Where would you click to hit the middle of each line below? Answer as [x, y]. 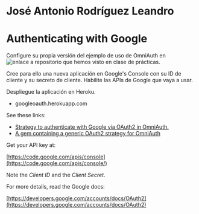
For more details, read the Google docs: [55, 187]
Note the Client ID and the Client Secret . [56, 175]
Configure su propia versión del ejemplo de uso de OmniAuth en [86, 56]
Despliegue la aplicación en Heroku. [51, 92]
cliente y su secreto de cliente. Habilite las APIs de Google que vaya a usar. [99, 80]
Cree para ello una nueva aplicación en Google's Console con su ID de [94, 74]
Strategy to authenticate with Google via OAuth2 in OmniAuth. [92, 127]
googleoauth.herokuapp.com [51, 103]
